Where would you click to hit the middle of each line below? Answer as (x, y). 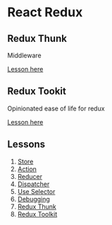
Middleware (24, 55)
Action (27, 169)
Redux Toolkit (37, 214)
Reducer (30, 176)
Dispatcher (33, 184)
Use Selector (36, 191)
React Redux (45, 12)
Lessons (26, 145)
